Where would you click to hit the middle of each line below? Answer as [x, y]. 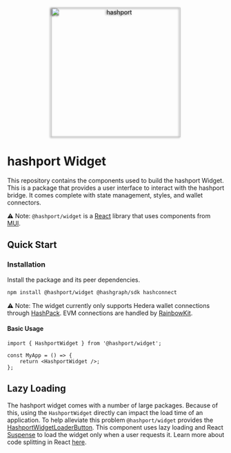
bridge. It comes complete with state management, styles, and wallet [105, 195]
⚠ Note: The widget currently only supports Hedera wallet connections [109, 305]
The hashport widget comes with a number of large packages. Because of [113, 405]
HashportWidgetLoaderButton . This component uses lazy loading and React [115, 427]
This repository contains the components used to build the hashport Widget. [115, 180]
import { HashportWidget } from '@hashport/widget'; [84, 343]
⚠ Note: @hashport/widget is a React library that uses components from [109, 215]
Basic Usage [25, 329]
